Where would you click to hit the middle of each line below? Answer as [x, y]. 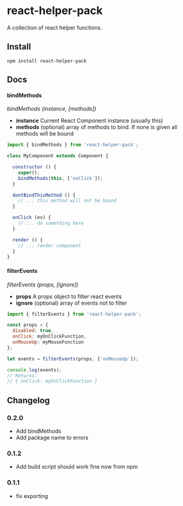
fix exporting [32, 496]
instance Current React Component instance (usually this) [89, 121]
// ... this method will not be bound [67, 201]
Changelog [28, 400]
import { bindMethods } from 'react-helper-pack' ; [73, 145]
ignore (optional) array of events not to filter [71, 303]
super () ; [29, 173]
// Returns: [22, 376]
